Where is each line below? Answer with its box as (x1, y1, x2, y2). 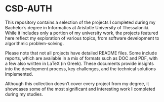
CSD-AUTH (5, 3, 52, 14)
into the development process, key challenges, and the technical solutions (5, 65, 156, 72)
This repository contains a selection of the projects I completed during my (5, 19, 156, 25)
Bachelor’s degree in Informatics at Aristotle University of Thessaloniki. (5, 24, 150, 30)
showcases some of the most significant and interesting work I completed (5, 86, 156, 92)
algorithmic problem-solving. (5, 40, 64, 46)
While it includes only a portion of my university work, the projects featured (5, 30, 159, 36)
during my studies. (5, 91, 43, 97)
